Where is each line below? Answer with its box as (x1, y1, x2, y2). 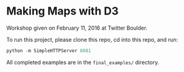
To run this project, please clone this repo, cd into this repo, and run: (6, 36, 179, 43)
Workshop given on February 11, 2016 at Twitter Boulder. (6, 24, 148, 31)
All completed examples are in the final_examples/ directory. (6, 59, 160, 66)
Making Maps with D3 (6, 4, 119, 18)
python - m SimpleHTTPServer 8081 (6, 47, 91, 54)
